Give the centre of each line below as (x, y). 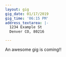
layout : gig (17, 9)
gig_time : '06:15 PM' (27, 18)
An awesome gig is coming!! (33, 49)
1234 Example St (26, 27)
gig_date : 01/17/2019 (27, 14)
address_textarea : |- (27, 23)
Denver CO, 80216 (27, 32)
